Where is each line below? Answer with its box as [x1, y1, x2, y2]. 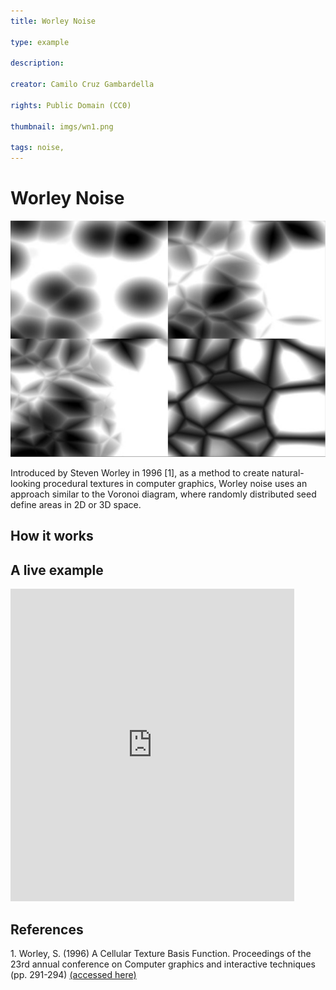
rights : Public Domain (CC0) [10, 100, 132, 110]
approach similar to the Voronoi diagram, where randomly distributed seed [10, 488, 317, 500]
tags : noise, [10, 143, 65, 153]
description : [10, 58, 65, 69]
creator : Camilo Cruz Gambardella [10, 80, 155, 90]
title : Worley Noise [10, 16, 97, 26]
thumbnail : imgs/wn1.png [10, 121, 114, 132]
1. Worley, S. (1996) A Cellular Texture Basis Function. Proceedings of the [10, 948, 312, 960]
